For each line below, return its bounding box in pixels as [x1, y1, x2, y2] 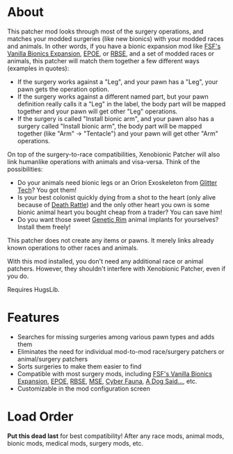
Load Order [7, 409, 74, 425]
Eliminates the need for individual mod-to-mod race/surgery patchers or [17, 347, 225, 355]
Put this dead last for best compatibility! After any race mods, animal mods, [7, 432, 225, 440]
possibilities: [7, 165, 43, 173]
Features [7, 310, 60, 325]
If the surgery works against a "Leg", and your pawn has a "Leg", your [17, 77, 218, 86]
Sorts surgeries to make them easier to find [17, 362, 142, 371]
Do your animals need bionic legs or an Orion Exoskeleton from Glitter [17, 178, 218, 186]
